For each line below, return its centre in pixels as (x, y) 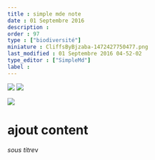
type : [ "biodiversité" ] (44, 41)
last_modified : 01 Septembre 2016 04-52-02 (75, 54)
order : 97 (24, 34)
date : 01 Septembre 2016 (46, 21)
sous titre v (23, 149)
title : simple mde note (44, 14)
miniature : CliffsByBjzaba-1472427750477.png (78, 47)
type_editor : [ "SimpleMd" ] (49, 60)
